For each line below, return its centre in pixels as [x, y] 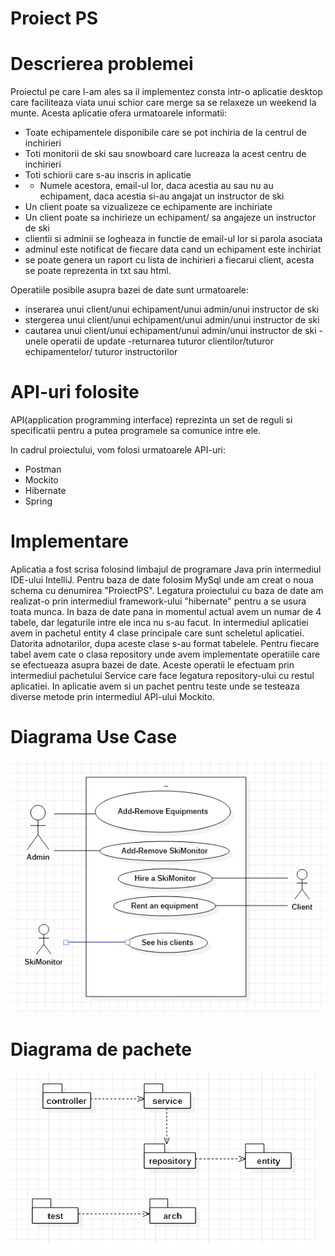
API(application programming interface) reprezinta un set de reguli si [151, 420]
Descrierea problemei [102, 64]
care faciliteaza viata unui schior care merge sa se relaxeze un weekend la [163, 103]
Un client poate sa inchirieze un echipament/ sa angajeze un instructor [170, 218]
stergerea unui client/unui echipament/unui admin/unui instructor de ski [172, 320]
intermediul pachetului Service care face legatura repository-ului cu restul [162, 675]
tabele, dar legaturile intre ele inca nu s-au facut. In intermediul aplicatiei [159, 622]
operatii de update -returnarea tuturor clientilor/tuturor [161, 341]
